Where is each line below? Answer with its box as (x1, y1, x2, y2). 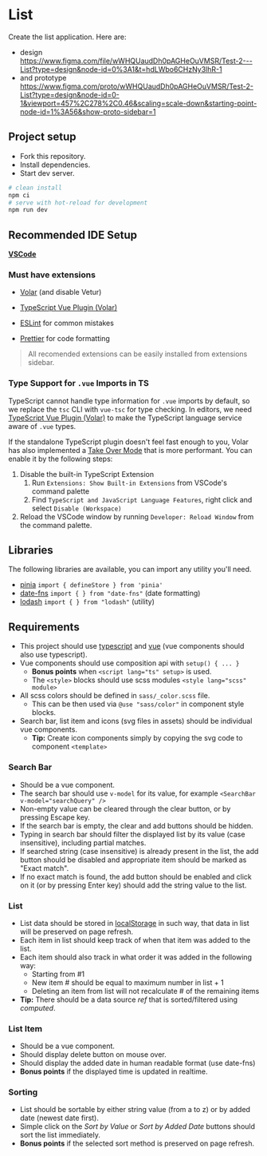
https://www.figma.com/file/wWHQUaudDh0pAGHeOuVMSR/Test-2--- (19, 56, 253, 66)
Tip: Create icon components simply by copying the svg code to (31, 733, 243, 743)
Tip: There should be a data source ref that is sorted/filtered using (19, 995, 238, 1004)
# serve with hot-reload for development (8, 198, 148, 207)
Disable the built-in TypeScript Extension (19, 469, 155, 479)
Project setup (8, 130, 77, 144)
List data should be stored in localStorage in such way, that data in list (19, 918, 249, 928)
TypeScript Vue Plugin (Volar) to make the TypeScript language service (8, 413, 242, 423)
